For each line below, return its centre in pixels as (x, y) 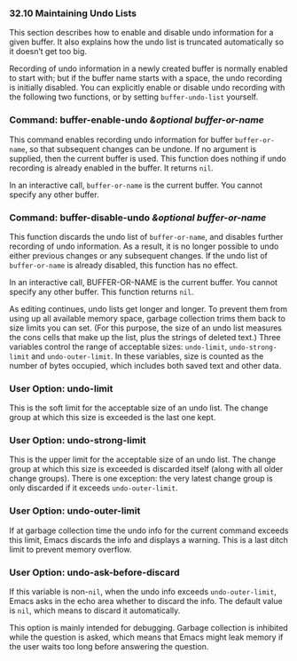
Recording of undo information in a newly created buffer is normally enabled (148, 68)
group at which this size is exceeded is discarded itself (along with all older (146, 469)
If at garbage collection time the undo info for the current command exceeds (149, 530)
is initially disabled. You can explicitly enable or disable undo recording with (147, 88)
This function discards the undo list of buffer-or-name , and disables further (146, 236)
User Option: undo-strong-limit (78, 441)
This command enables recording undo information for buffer (121, 139)
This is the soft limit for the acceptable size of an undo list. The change (139, 408)
